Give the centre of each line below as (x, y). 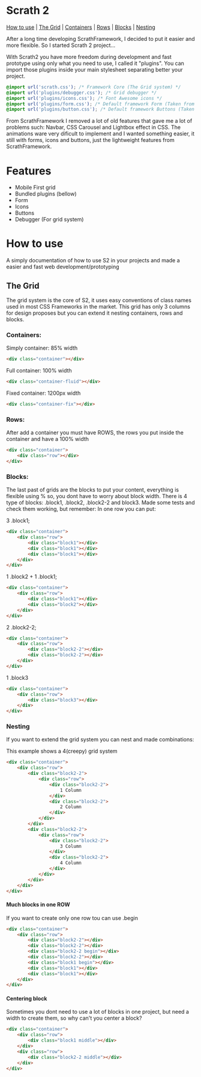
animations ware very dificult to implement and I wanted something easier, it (100, 134)
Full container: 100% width (39, 371)
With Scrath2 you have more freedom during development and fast (89, 57)
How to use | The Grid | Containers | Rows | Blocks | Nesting (81, 27)
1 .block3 (17, 677)
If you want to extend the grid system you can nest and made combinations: (100, 739)
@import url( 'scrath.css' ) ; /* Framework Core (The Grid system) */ (94, 87)
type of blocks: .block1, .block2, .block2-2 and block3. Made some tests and (100, 502)
